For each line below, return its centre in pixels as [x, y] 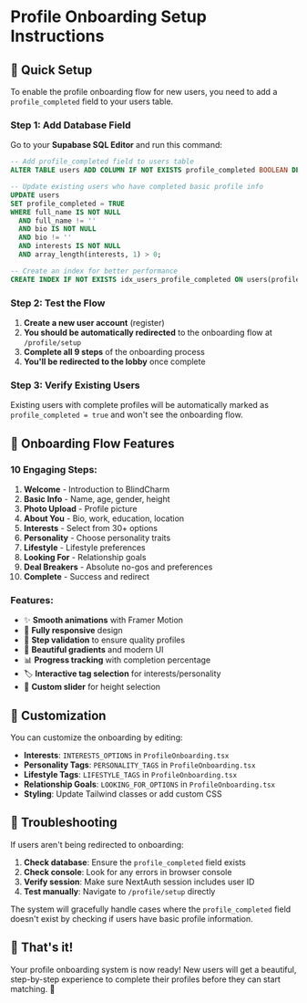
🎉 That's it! [42, 948]
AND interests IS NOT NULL [70, 246]
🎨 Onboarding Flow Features [92, 443]
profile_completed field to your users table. [92, 101]
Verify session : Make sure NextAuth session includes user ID [139, 882]
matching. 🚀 [33, 988]
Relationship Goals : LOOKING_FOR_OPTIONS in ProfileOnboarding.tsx [149, 784]
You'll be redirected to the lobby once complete [114, 361]
